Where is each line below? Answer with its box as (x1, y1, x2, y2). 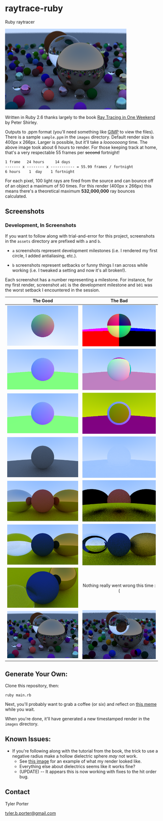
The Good (32, 298, 53, 304)
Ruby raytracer (5, 19, 35, 25)
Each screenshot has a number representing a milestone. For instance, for (5, 276, 153, 282)
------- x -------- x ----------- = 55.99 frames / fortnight (5, 164, 133, 169)
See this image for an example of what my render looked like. (19, 758, 142, 764)
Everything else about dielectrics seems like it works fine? (19, 763, 136, 769)
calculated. (5, 193, 28, 199)
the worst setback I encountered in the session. (5, 287, 100, 293)
